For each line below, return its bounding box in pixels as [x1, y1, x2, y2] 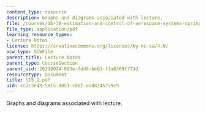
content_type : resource [6, 9, 67, 15]
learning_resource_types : [6, 32, 72, 38]
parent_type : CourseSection [6, 60, 78, 66]
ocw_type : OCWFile [6, 49, 53, 55]
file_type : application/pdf [6, 26, 78, 32]
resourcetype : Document [6, 71, 67, 78]
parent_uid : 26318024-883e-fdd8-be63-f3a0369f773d [6, 65, 139, 72]
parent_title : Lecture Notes [6, 54, 81, 60]
